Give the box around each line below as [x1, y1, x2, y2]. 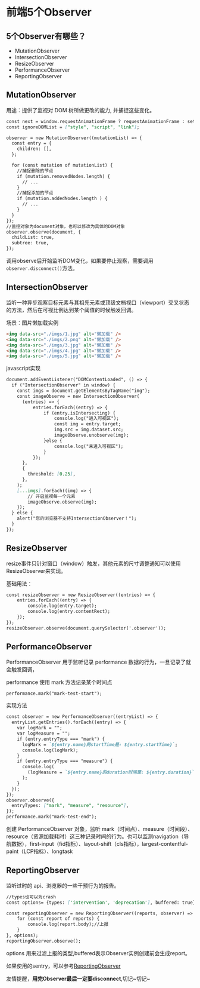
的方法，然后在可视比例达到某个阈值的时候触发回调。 [6, 306, 137, 314]
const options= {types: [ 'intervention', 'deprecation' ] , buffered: [6, 900, 180, 906]
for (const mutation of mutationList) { [11, 162, 113, 168]
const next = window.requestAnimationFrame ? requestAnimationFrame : [6, 118, 185, 124]
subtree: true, [11, 240, 49, 246]
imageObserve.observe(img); [27, 499, 97, 505]
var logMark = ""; [17, 725, 62, 731]
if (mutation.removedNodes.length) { [17, 173, 111, 179]
